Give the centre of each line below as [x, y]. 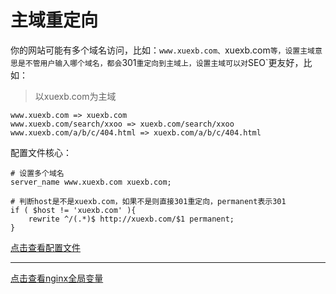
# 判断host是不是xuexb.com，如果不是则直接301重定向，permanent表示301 [148, 201]
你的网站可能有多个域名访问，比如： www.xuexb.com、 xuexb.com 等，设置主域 [163, 50]
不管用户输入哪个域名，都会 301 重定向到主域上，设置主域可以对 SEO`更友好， [164, 62]
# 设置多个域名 [37, 173]
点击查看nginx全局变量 [57, 278]
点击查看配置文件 [45, 247]
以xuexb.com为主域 [75, 96]
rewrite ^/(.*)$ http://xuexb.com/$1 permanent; [131, 219]
